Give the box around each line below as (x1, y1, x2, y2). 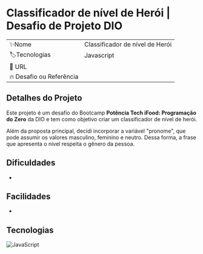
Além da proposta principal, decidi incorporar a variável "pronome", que (6, 127, 186, 135)
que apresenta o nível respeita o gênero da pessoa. (6, 140, 135, 147)
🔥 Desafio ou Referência (9, 72, 79, 81)
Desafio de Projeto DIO (6, 19, 123, 33)
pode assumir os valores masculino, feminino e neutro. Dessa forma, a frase (6, 133, 197, 141)
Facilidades (6, 191, 51, 201)
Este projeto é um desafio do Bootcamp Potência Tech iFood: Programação (6, 109, 197, 116)
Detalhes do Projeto (6, 93, 82, 103)
